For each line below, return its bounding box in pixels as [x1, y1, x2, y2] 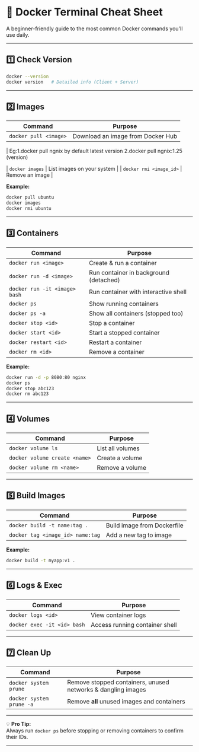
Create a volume [97, 454, 143, 462]
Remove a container [88, 348, 145, 356]
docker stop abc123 [6, 385, 54, 391]
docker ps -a [9, 310, 46, 317]
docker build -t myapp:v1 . [6, 557, 76, 563]
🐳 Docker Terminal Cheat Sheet [6, 5, 163, 19]
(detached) [88, 276, 120, 284]
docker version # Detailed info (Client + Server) [6, 79, 139, 85]
